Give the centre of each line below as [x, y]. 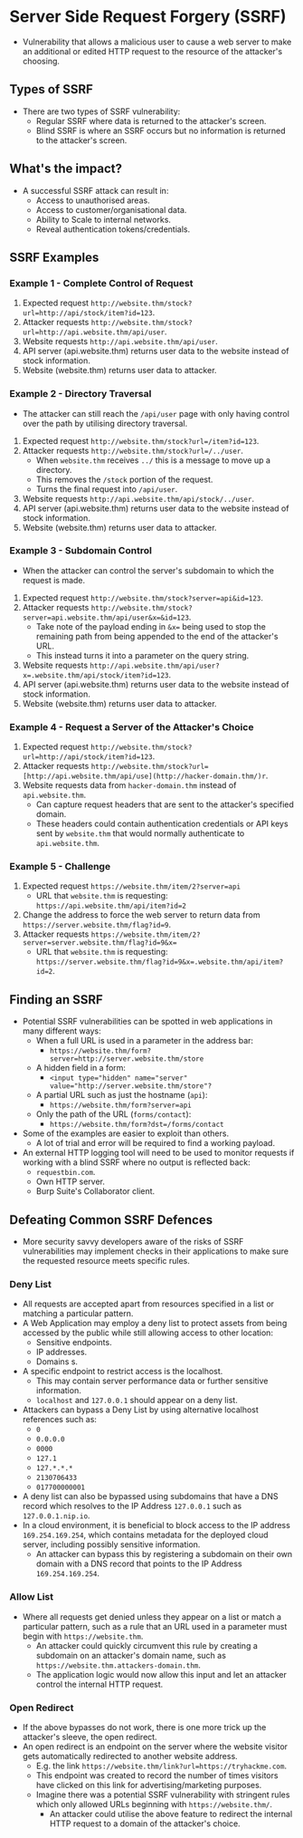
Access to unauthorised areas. [93, 200]
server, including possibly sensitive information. [111, 1544]
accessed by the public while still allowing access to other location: [148, 1333]
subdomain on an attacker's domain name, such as [131, 1655]
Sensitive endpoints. [74, 1342]
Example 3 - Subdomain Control [80, 551]
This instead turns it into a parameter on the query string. [142, 655]
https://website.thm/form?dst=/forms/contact [137, 1125]
